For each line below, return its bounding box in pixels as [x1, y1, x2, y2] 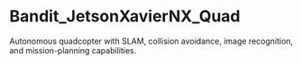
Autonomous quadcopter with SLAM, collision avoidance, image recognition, [9, 36, 294, 46]
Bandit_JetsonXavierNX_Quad [9, 6, 241, 27]
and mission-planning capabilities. [9, 45, 137, 55]
